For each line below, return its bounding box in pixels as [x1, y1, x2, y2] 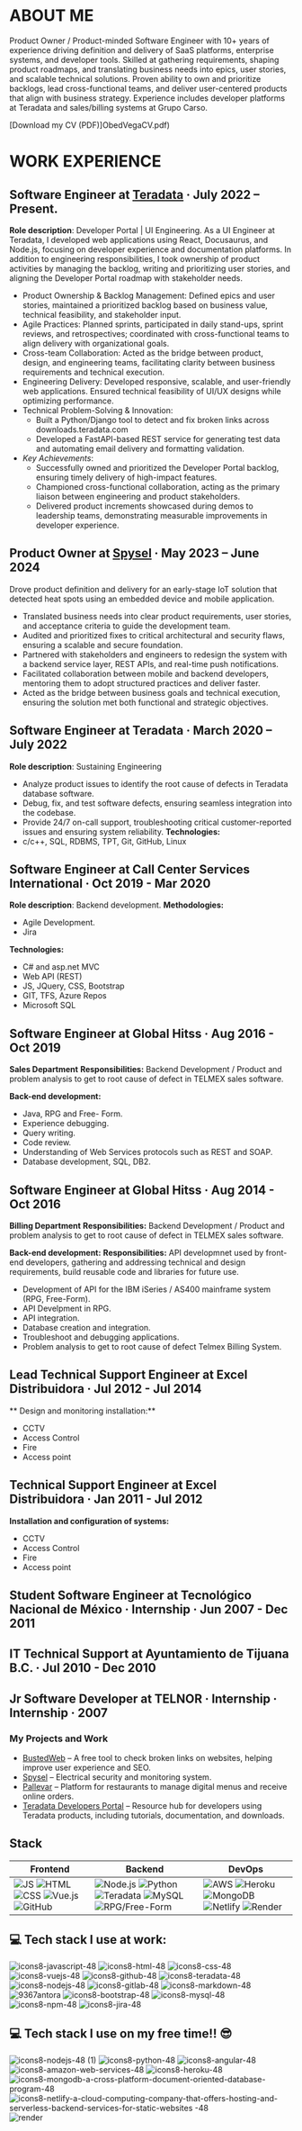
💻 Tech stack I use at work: [9, 1932, 167, 1947]
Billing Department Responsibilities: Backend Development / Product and [9, 1221, 285, 1231]
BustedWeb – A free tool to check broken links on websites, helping [22, 1753, 272, 1764]
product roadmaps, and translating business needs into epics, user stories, [9, 64, 287, 75]
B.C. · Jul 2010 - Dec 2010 [9, 1660, 156, 1675]
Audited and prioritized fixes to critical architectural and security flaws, [22, 629, 286, 640]
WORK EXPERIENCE [9, 151, 162, 172]
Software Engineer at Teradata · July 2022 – [9, 186, 260, 203]
